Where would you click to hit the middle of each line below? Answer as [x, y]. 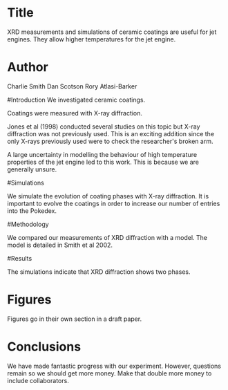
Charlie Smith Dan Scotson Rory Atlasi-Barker [72, 86]
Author [28, 67]
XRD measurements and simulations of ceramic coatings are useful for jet [112, 32]
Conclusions [44, 346]
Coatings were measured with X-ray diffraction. [75, 113]
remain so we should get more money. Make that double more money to [110, 373]
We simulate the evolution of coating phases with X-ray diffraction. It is [108, 196]
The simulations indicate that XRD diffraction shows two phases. [99, 272]
